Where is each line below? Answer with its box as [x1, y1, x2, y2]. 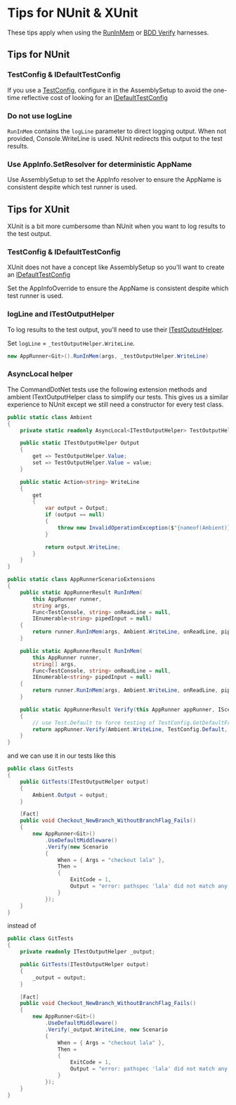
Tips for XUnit [7, 203, 70, 216]
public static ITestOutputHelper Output [20, 439, 140, 447]
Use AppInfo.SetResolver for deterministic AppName [7, 159, 192, 169]
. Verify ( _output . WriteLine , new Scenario [44, 1026, 169, 1033]
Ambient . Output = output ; [32, 791, 109, 799]
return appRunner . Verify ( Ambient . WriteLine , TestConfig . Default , [32, 725, 228, 733]
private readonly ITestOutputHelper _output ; [20, 949, 156, 956]
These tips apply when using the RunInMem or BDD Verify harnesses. [7, 28, 209, 37]
